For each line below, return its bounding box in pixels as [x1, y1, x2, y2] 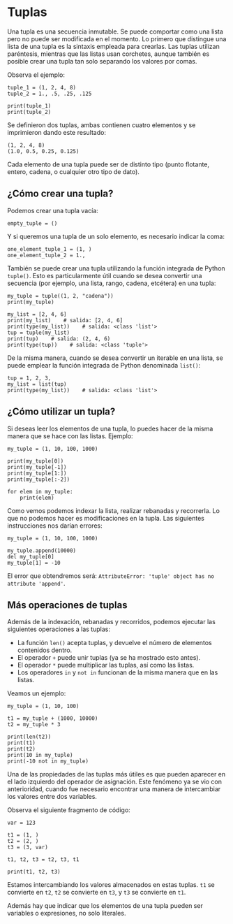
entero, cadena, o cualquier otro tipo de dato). [7, 167, 140, 175]
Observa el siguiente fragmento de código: [7, 806, 130, 814]
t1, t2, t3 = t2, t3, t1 [7, 856, 80, 863]
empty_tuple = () [7, 219, 58, 227]
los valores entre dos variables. [7, 793, 98, 801]
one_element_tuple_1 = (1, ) [7, 245, 92, 252]
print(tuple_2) [7, 108, 52, 115]
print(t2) [7, 746, 36, 753]
